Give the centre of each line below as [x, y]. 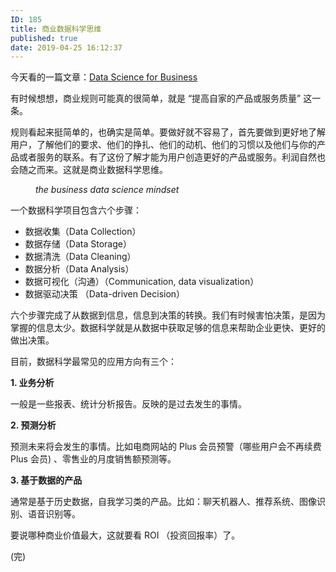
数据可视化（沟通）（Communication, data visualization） [142, 282]
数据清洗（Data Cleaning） [80, 257]
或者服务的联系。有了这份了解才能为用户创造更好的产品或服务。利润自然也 [172, 157]
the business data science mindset [107, 190]
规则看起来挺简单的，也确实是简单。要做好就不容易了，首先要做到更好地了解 [168, 132]
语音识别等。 [54, 514]
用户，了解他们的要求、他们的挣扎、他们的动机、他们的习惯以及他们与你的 [163, 145]
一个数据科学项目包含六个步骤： [76, 210]
